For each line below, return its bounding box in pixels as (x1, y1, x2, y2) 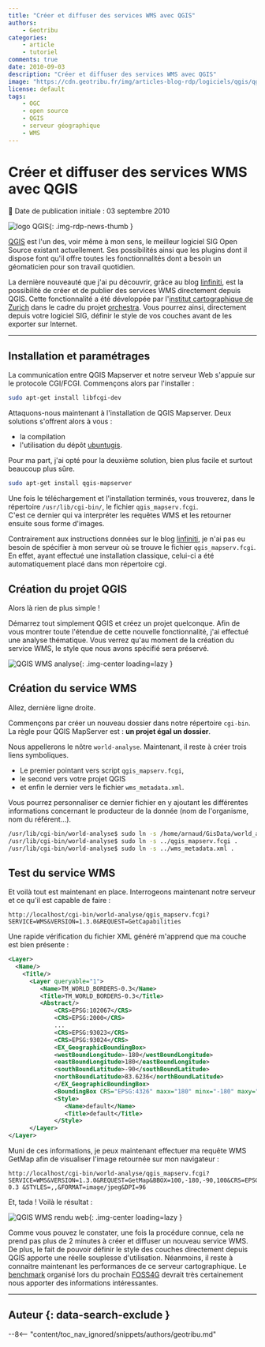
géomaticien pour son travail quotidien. (8, 261, 136, 271)
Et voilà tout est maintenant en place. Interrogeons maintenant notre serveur (8, 887, 256, 897)
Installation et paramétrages (8, 349, 151, 363)
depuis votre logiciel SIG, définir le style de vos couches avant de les (8, 310, 233, 320)
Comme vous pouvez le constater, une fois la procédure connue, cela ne (8, 1228, 244, 1237)
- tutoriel (22, 48, 58, 56)
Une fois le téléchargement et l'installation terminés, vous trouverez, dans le (8, 494, 255, 503)
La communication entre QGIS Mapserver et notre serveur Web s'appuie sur (8, 371, 256, 380)
